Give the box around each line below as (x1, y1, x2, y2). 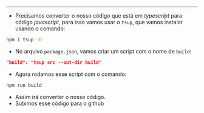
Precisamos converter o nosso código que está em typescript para (15, 12, 183, 19)
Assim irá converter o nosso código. (15, 93, 106, 100)
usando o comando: (15, 25, 66, 32)
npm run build (6, 82, 42, 88)
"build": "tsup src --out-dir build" (6, 59, 102, 66)
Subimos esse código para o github (15, 100, 104, 107)
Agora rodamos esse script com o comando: (15, 70, 127, 78)
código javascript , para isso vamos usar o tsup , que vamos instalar (15, 19, 183, 26)
